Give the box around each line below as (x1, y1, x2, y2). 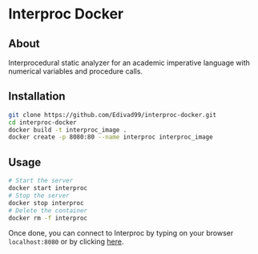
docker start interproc (8, 184, 88, 192)
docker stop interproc (8, 199, 84, 207)
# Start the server (8, 177, 74, 185)
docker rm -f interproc (8, 214, 88, 222)
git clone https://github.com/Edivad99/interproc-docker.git (8, 111, 217, 119)
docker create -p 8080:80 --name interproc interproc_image (8, 133, 214, 141)
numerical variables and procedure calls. (8, 67, 143, 76)
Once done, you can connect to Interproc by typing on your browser (8, 228, 234, 238)
